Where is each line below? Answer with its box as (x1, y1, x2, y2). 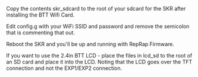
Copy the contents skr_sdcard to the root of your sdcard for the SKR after (6, 5, 186, 12)
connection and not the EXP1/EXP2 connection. (6, 65, 122, 72)
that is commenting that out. (6, 29, 76, 36)
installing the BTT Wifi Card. (6, 11, 75, 18)
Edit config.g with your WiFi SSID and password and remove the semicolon (6, 23, 190, 30)
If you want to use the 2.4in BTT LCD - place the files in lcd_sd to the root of (6, 52, 193, 59)
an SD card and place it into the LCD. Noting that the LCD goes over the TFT (6, 59, 193, 65)
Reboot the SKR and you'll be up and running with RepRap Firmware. (6, 41, 174, 47)
